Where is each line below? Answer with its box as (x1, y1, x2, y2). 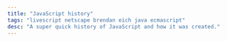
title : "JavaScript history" (7, 10, 94, 17)
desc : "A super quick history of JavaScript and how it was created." (7, 23, 221, 30)
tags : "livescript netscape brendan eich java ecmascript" (7, 17, 186, 24)
